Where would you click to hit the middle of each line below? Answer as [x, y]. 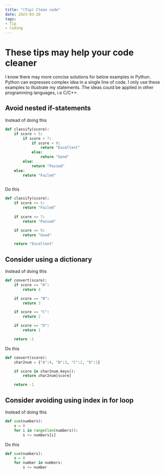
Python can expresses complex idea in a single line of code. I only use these [82, 82]
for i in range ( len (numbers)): [46, 430]
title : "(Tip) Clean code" [33, 10]
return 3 [32, 303]
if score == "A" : [32, 285]
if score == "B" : [32, 298]
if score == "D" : [32, 326]
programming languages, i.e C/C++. [42, 93]
